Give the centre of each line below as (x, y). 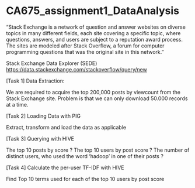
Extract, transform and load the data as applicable (66, 127)
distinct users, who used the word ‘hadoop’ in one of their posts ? (85, 156)
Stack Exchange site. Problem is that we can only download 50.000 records (97, 98)
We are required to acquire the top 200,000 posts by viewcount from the (93, 92)
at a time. (17, 104)
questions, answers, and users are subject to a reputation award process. (94, 39)
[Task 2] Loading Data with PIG (43, 116)
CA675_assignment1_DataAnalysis (93, 11)
